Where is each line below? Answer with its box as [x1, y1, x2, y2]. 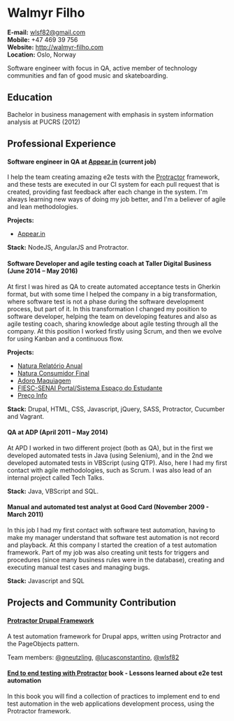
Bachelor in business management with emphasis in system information [7, 110, 214, 118]
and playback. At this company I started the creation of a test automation [7, 541, 217, 549]
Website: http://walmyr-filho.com [7, 43, 103, 51]
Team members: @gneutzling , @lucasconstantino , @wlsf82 [7, 652, 180, 662]
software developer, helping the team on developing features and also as [7, 312, 217, 320]
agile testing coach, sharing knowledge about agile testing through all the [7, 320, 219, 328]
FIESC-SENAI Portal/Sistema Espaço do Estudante [17, 383, 163, 392]
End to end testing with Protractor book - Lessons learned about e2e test [7, 669, 223, 678]
